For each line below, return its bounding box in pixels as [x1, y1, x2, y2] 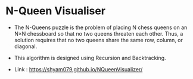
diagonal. [14, 43, 38, 50]
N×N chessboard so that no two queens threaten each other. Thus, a [14, 30, 183, 37]
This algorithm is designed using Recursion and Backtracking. [14, 54, 166, 61]
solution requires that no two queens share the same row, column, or [14, 36, 183, 43]
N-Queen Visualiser [5, 4, 105, 18]
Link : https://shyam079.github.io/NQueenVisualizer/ [14, 65, 143, 72]
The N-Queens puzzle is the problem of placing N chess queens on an [14, 24, 188, 31]
